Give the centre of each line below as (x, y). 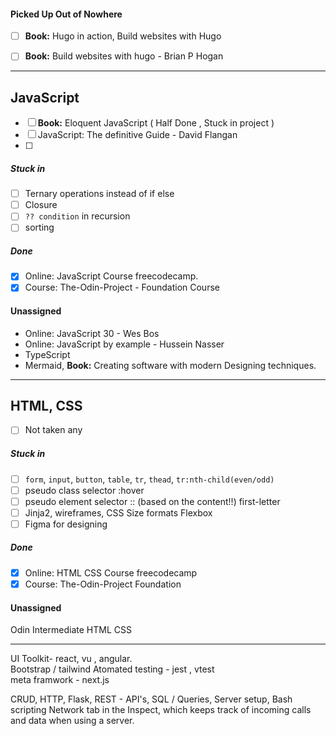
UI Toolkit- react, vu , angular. (71, 659)
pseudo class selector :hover (84, 490)
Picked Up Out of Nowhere (66, 14)
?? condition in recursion (77, 216)
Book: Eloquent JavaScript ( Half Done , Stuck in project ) (156, 123)
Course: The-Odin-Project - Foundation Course (122, 287)
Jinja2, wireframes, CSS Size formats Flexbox (118, 512)
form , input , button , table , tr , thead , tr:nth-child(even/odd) (149, 479)
